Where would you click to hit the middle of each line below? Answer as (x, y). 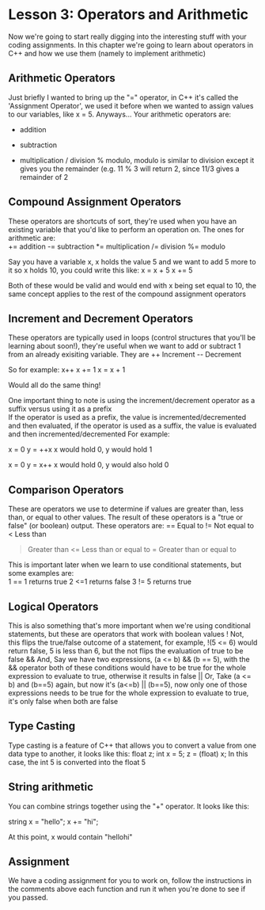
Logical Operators (53, 606)
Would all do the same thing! (55, 385)
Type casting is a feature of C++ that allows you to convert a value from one (132, 745)
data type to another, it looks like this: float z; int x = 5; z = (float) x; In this (128, 753)
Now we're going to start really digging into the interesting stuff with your (127, 36)
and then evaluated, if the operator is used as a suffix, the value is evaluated (132, 426)
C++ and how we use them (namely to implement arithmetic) (107, 53)
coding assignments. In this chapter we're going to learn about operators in (131, 44)
